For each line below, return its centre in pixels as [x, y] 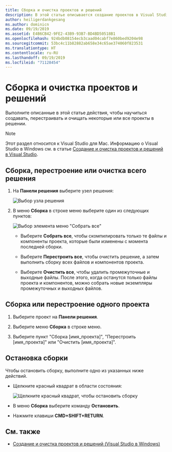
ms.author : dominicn [27, 24]
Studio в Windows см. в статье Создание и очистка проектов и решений [84, 149]
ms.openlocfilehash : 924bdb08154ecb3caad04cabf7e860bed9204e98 [74, 39]
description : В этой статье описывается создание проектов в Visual [80, 15]
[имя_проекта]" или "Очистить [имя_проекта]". [64, 342]
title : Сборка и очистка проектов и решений [53, 10]
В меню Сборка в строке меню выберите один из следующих [81, 211]
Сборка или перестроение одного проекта [78, 304]
